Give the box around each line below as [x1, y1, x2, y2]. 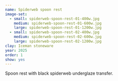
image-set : [5, 12, 27, 17]
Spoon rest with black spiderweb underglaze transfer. [5, 70, 114, 76]
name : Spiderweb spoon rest [5, 7, 63, 12]
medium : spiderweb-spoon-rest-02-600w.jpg [14, 35, 102, 40]
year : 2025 [5, 48, 27, 53]
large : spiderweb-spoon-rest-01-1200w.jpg [14, 25, 102, 30]
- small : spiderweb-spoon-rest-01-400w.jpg [9, 16, 99, 21]
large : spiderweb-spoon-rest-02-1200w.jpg [14, 39, 102, 44]
